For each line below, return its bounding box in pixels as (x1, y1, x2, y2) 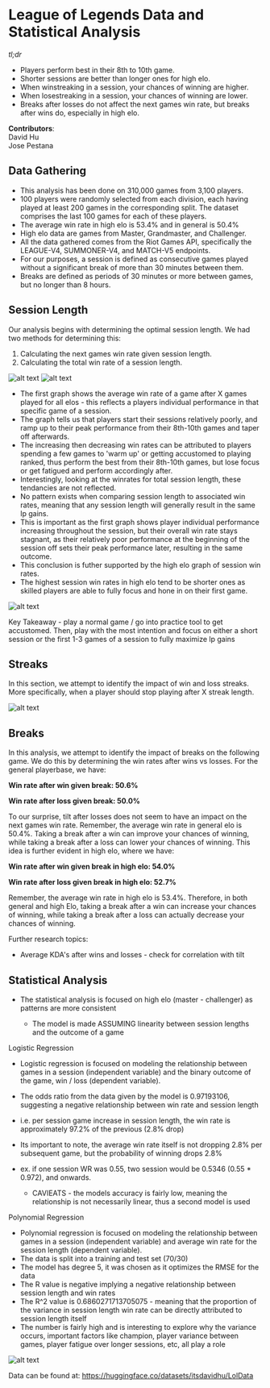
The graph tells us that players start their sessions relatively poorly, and (19, 414, 258, 424)
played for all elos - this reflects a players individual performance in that (19, 397, 260, 406)
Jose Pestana (8, 140, 54, 150)
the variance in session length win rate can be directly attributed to (19, 1305, 243, 1315)
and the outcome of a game (31, 1027, 125, 1037)
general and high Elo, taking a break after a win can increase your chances (8, 902, 256, 911)
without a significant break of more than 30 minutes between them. (19, 262, 244, 272)
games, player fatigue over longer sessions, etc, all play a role (19, 1340, 226, 1348)
